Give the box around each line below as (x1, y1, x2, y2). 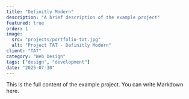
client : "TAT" (6, 48, 42, 54)
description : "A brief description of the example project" (6, 14, 161, 20)
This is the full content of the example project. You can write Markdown (6, 81, 184, 88)
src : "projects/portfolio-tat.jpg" (11, 37, 101, 43)
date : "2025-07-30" (6, 64, 55, 71)
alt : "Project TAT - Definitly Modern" (11, 43, 112, 49)
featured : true (6, 20, 45, 26)
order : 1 (6, 25, 28, 32)
